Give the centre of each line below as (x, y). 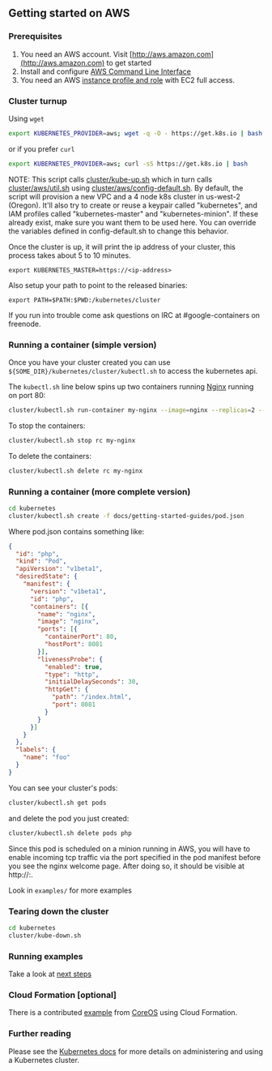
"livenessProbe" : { (70, 659)
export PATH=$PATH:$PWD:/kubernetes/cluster (85, 300)
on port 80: (27, 396)
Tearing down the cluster (59, 911)
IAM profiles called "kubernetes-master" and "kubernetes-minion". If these (134, 213)
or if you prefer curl (42, 148)
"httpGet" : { (66, 690)
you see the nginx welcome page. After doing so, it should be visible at (127, 866)
